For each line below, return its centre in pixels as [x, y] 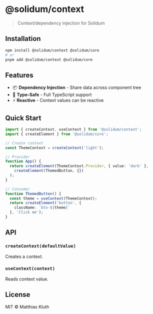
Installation [23, 39]
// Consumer [17, 189]
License [18, 295]
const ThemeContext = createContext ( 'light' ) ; [54, 148]
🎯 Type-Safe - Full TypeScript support [52, 95]
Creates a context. [24, 256]
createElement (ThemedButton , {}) [49, 171]
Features [19, 75]
